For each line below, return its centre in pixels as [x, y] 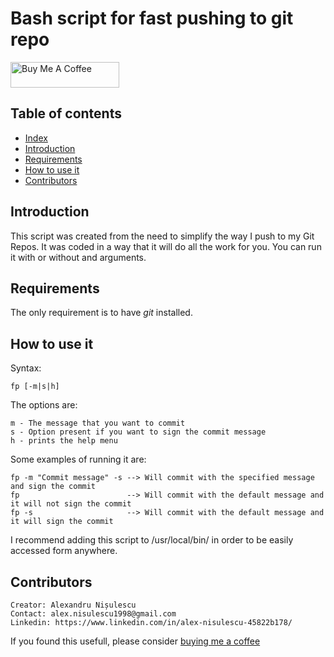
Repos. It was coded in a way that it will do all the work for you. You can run [166, 246]
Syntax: [26, 368]
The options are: [44, 405]
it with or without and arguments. [78, 257]
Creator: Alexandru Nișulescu [73, 605]
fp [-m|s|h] [35, 387]
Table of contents [66, 113]
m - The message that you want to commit [98, 423]
